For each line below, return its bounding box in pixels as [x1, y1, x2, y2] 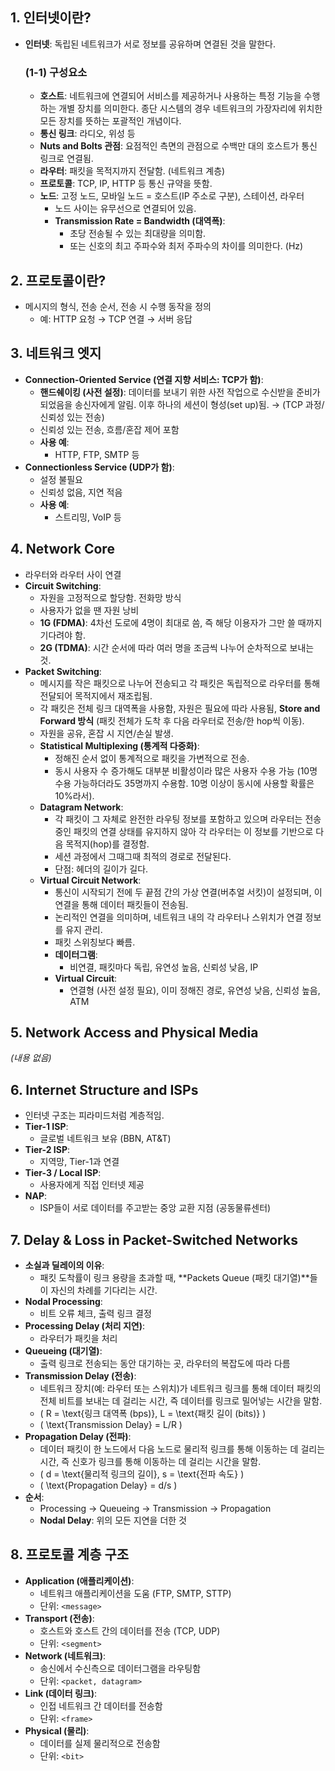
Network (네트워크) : [24, 1649, 106, 1662]
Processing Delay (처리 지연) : [24, 1319, 146, 1332]
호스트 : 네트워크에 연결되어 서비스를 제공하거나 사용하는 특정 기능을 [39, 90, 302, 102]
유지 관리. [65, 923, 103, 935]
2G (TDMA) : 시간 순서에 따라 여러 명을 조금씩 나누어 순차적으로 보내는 [39, 641, 315, 653]
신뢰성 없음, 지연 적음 [39, 486, 123, 498]
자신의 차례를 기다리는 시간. [50, 1284, 158, 1296]
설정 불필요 [39, 473, 83, 485]
